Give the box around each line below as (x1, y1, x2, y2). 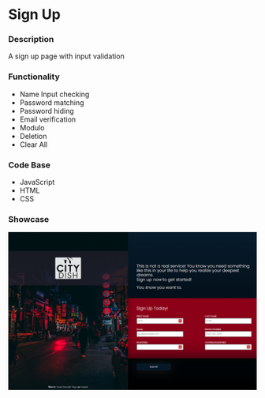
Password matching (19, 97, 84, 107)
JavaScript (19, 178, 55, 187)
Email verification (19, 115, 77, 124)
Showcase (8, 214, 50, 224)
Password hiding (19, 106, 75, 115)
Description (8, 34, 54, 45)
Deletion (19, 131, 47, 141)
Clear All (19, 140, 48, 149)
